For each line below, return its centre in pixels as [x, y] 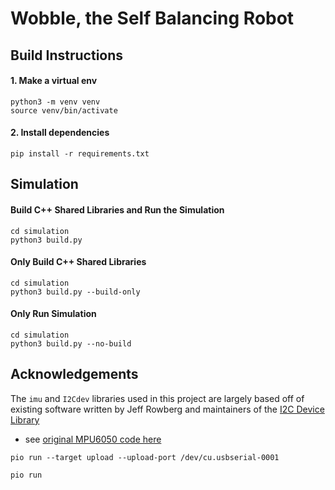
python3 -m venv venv [55, 102]
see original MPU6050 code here [93, 439]
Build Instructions [67, 55]
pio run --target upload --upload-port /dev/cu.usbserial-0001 [145, 457]
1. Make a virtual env [54, 81]
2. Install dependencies [60, 133]
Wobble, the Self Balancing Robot [152, 18]
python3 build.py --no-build [71, 343]
